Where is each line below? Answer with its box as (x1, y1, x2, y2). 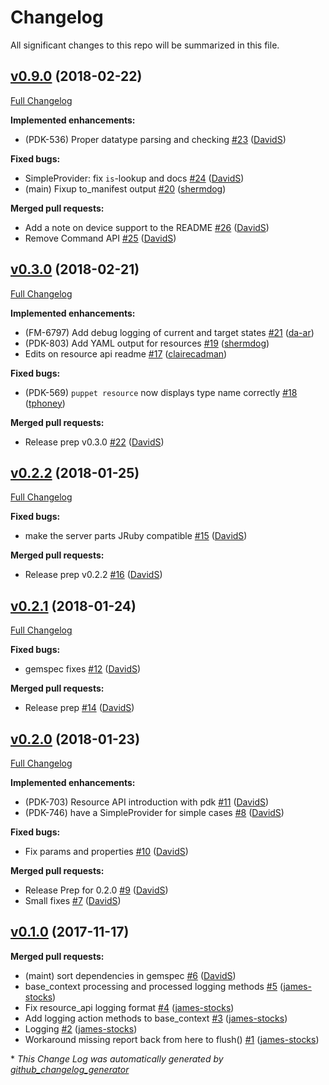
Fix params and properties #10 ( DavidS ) (24, 846, 189, 857)
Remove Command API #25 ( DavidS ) (24, 232, 177, 244)
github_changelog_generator (10, 1063, 130, 1075)
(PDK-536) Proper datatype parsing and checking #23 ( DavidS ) (24, 133, 287, 145)
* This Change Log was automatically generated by (10, 1052, 224, 1065)
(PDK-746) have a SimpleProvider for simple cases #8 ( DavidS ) (24, 807, 285, 818)
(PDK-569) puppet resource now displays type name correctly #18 (24, 386, 298, 398)
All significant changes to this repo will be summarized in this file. (10, 39, 280, 51)
